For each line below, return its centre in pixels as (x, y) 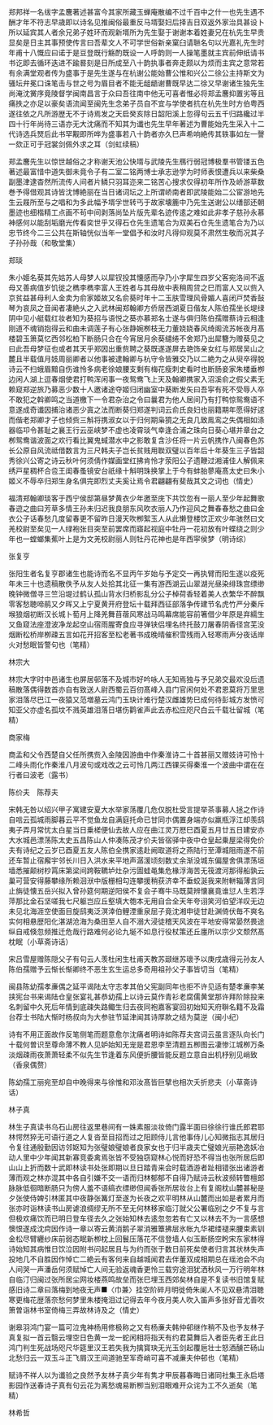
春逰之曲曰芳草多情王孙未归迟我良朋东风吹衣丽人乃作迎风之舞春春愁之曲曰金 (136, 508)
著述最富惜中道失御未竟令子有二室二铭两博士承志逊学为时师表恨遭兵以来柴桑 (136, 172)
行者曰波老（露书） (41, 775)
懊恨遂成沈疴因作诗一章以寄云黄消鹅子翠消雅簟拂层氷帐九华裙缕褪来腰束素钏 (136, 1228)
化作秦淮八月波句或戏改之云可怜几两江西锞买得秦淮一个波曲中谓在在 (150, 765)
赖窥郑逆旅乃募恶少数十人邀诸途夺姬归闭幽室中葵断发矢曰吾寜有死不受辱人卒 (136, 389)
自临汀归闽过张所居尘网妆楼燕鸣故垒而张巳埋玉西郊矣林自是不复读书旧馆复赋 (136, 1279)
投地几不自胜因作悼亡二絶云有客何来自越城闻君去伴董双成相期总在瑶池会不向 (136, 1259)
